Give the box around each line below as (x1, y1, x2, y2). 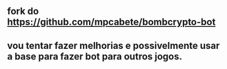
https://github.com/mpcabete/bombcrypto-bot (7, 17, 216, 28)
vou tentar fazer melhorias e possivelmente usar (7, 39, 220, 51)
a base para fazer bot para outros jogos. (7, 50, 183, 62)
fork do (7, 6, 39, 17)
